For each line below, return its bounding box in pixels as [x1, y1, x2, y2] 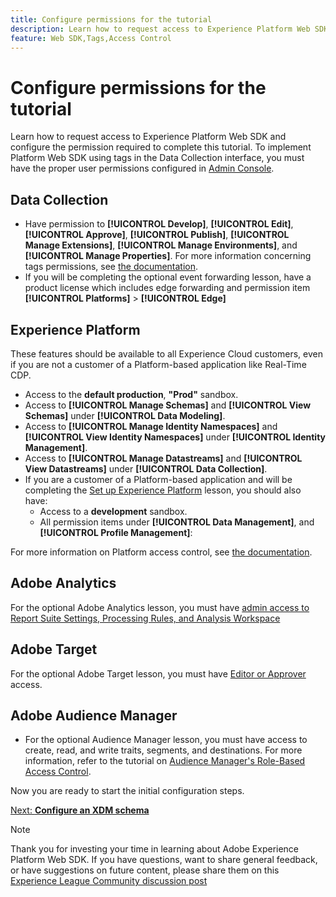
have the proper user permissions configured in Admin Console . [10, 162, 275, 175]
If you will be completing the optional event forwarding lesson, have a [24, 271, 312, 283]
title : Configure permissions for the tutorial [10, 14, 213, 25]
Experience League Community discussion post [10, 875, 208, 887]
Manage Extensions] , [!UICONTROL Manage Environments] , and [24, 239, 298, 251]
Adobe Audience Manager [10, 707, 178, 724]
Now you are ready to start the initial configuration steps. [10, 785, 245, 797]
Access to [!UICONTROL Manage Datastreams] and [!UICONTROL [24, 452, 303, 464]
